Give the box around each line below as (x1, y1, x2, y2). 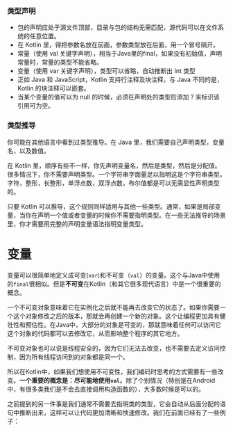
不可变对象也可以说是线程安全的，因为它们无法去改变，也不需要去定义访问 (7, 344, 220, 352)
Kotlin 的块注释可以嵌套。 (17, 84, 90, 93)
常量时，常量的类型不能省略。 (17, 58, 103, 67)
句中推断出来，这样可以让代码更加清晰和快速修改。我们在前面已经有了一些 (7, 408, 220, 417)
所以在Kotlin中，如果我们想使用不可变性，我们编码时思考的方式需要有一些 (7, 367, 218, 376)
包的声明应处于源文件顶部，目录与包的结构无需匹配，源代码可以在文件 (17, 23, 218, 32)
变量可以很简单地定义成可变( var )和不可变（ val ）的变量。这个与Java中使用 (7, 271, 221, 279)
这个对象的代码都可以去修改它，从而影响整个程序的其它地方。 (7, 329, 184, 337)
